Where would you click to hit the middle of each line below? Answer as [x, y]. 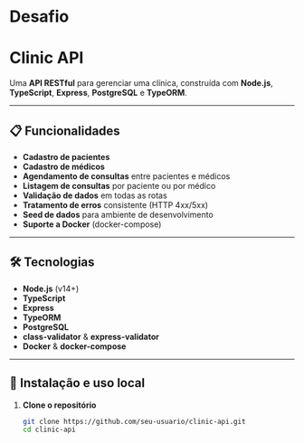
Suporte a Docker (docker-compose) [92, 224]
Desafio [39, 17]
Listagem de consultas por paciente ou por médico [119, 185]
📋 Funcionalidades [65, 131]
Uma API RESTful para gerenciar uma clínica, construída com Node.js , [141, 83]
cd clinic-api [49, 430]
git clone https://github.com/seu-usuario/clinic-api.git [134, 421]
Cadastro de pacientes [66, 156]
